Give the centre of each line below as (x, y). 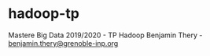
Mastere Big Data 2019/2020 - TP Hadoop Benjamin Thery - (105, 35)
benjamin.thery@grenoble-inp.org (63, 43)
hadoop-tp (44, 14)
